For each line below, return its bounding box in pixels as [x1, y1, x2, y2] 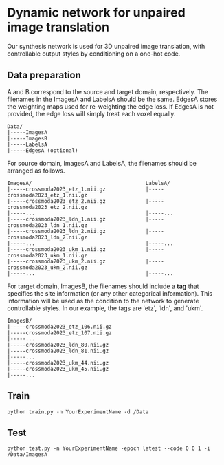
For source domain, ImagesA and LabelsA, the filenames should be [7, 159, 197, 167]
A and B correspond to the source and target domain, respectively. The [7, 87, 208, 96]
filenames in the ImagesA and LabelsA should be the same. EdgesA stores [7, 95, 218, 103]
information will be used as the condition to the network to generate [7, 296, 199, 305]
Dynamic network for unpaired [7, 5, 186, 21]
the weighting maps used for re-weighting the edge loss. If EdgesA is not [7, 102, 214, 111]
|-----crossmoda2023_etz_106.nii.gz [7, 323, 112, 330]
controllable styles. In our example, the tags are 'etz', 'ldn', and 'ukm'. [7, 304, 203, 312]
